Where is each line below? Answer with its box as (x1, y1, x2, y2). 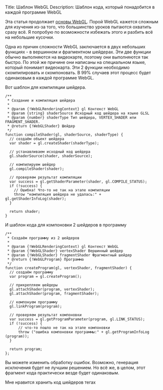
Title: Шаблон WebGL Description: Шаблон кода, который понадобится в (5, 4, 155, 10)
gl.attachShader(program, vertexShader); (9, 287, 95, 292)
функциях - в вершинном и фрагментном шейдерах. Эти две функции (5, 49, 151, 55)
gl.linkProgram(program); (9, 304, 62, 309)
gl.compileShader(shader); (9, 166, 64, 171)
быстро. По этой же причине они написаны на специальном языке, (5, 60, 146, 65)
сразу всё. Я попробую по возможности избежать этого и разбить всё (5, 29, 153, 35)
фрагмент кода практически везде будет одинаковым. (5, 370, 120, 375)
